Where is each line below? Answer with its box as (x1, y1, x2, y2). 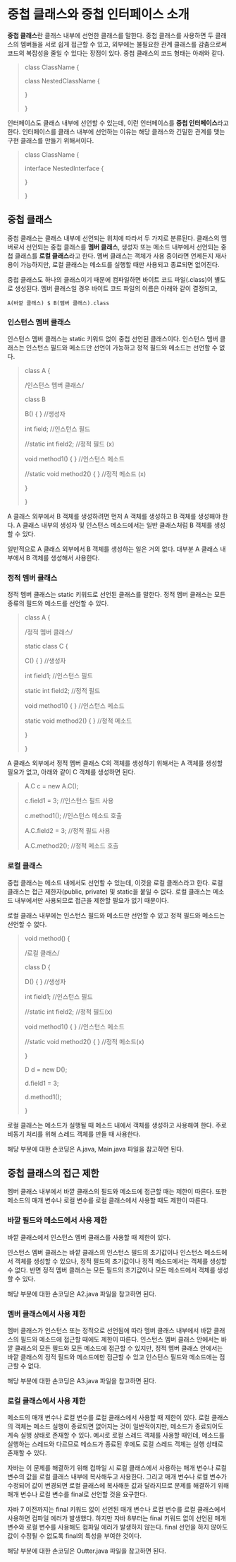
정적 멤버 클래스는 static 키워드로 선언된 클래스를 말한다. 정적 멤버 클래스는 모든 (7, 591, 226, 599)
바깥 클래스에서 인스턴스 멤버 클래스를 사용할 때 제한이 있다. (7, 1233, 171, 1241)
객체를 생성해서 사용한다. (31, 554, 100, 562)
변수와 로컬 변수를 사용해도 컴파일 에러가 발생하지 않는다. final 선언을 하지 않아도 (7, 1523, 228, 1532)
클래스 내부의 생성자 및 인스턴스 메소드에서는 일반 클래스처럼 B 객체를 (22, 521, 213, 530)
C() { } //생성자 (24, 656, 66, 665)
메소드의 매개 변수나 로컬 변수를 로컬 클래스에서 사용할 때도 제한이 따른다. (7, 1196, 209, 1205)
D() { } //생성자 (24, 977, 66, 986)
